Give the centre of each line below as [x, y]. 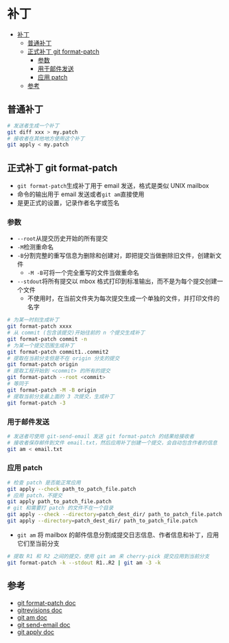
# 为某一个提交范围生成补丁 [41, 345]
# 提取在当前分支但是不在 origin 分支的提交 [63, 358]
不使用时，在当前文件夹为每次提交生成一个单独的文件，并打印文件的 [123, 298]
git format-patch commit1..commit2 [58, 352]
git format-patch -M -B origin [52, 390]
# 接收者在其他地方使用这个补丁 [46, 138]
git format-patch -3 [37, 403]
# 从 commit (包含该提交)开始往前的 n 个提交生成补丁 [76, 333]
